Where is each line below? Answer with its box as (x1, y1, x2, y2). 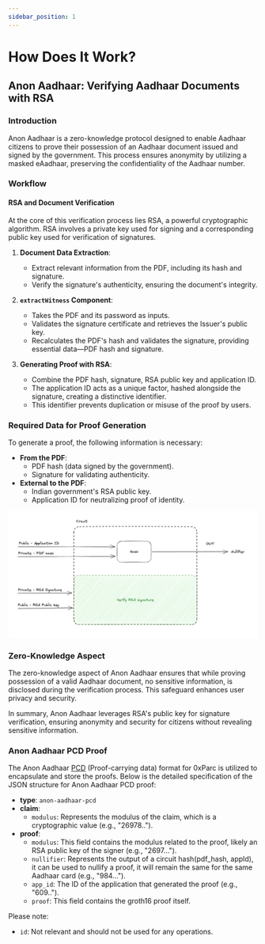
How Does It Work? (8, 47, 137, 66)
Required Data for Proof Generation (8, 419, 146, 430)
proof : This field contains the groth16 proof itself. (31, 897, 191, 906)
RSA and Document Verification (8, 198, 115, 207)
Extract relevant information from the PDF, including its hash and (31, 263, 243, 272)
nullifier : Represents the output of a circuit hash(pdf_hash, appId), (31, 855, 254, 864)
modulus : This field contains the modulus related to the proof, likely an (31, 837, 258, 847)
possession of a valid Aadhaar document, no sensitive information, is (8, 677, 233, 686)
